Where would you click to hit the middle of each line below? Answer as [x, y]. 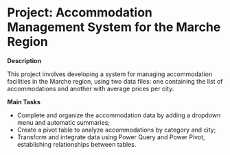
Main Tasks [24, 102]
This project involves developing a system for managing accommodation [110, 74]
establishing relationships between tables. [77, 144]
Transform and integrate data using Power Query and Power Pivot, [111, 137]
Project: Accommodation [80, 13]
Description [24, 60]
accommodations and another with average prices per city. [91, 88]
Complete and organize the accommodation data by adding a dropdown [119, 115]
